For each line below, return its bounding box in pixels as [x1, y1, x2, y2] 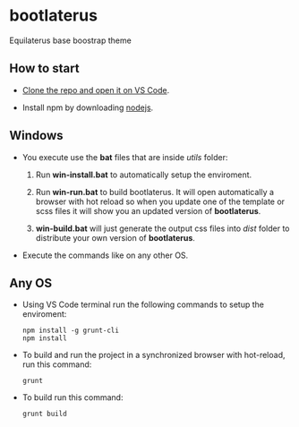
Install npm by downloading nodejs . [21, 102, 154, 113]
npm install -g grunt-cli [21, 326, 119, 336]
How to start [9, 61, 80, 76]
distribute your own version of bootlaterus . [35, 232, 195, 243]
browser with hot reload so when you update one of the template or [35, 196, 285, 207]
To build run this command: [21, 392, 124, 403]
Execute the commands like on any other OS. [21, 250, 189, 260]
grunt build [21, 409, 67, 419]
